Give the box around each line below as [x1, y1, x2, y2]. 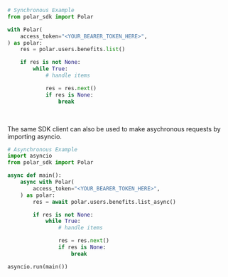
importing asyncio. [7, 132, 63, 141]
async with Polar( [20, 178, 75, 185]
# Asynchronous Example [7, 146, 78, 153]
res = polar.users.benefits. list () [20, 46, 126, 53]
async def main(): [7, 172, 62, 179]
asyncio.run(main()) [7, 263, 69, 270]
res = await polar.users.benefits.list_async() [33, 198, 176, 205]
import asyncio [7, 153, 53, 160]
